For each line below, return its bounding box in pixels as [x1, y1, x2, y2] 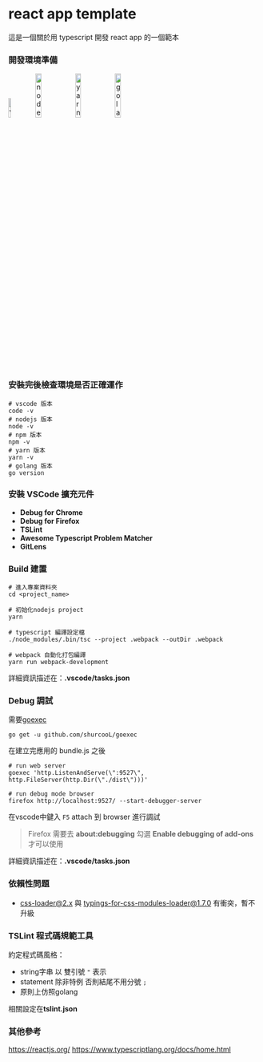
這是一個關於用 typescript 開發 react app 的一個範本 [8, 32, 180, 42]
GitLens [19, 541, 47, 551]
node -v [8, 422, 34, 430]
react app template [8, 5, 137, 23]
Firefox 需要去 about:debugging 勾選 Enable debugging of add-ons [27, 829, 254, 839]
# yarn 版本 [8, 446, 46, 454]
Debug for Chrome [19, 507, 83, 517]
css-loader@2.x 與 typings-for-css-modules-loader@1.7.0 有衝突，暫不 [19, 898, 256, 907]
